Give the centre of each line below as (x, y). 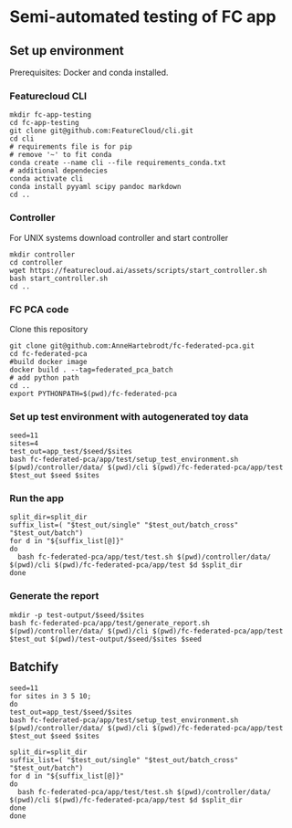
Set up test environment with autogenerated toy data (129, 416)
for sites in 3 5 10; (51, 696)
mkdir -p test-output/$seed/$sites (77, 615)
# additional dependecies (58, 171)
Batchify (34, 667)
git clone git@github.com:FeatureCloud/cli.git (102, 131)
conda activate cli (47, 179)
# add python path (44, 377)
